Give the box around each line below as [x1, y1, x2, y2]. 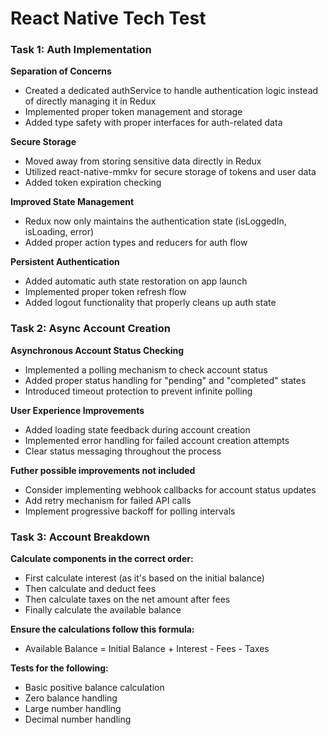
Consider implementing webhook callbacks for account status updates [24, 483, 317, 496]
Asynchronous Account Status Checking [10, 344, 185, 356]
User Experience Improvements [10, 404, 145, 416]
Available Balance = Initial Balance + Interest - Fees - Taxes [24, 643, 270, 655]
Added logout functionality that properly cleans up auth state [24, 297, 277, 309]
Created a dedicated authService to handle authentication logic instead [24, 85, 319, 97]
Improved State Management [10, 196, 135, 208]
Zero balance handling [24, 692, 118, 704]
